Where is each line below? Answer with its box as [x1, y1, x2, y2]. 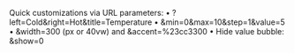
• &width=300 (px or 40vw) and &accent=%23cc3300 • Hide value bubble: [9, 26, 285, 36]
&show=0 [9, 35, 44, 46]
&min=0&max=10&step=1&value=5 [160, 17, 285, 27]
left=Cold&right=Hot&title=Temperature [9, 17, 153, 27]
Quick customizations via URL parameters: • [9, 8, 170, 18]
